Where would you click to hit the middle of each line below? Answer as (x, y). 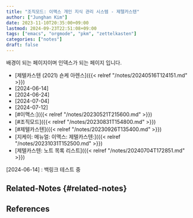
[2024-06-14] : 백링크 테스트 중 (44, 169)
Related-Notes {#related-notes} (67, 189)
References (28, 209)
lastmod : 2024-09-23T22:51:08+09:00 (51, 28)
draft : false (22, 45)
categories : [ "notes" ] (34, 39)
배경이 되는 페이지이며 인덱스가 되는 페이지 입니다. (64, 63)
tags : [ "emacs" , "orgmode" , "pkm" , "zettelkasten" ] (71, 34)
